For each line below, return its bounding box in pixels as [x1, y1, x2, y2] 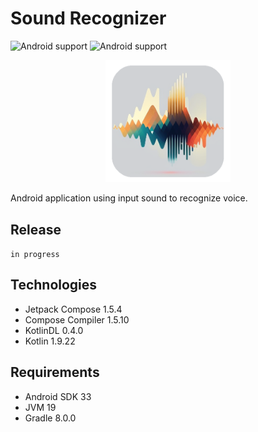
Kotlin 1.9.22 [24, 335, 76, 347]
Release [10, 221, 62, 238]
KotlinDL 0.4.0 [24, 324, 84, 336]
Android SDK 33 [24, 390, 92, 402]
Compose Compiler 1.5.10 [24, 313, 130, 326]
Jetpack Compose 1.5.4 [24, 303, 123, 315]
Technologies [10, 277, 98, 294]
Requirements [10, 364, 100, 381]
